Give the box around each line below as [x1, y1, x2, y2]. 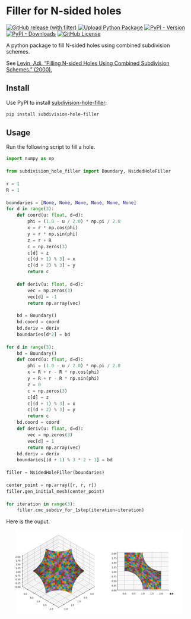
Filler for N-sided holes [6, 4, 122, 18]
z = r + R [27, 237, 52, 243]
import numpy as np [6, 156, 55, 162]
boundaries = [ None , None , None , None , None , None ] [6, 199, 136, 206]
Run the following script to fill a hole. [6, 143, 95, 151]
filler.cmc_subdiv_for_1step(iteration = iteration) [17, 507, 145, 513]
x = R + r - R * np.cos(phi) [27, 369, 100, 376]
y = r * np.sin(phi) [27, 231, 78, 237]
